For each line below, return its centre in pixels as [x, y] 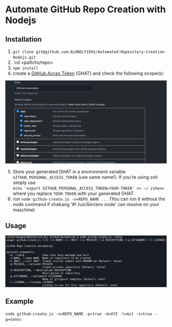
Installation [24, 39]
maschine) [24, 210]
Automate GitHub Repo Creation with [86, 9]
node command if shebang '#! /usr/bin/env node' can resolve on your [86, 204]
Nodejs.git [24, 57]
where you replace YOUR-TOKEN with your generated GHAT [73, 193]
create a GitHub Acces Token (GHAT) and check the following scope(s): [89, 73]
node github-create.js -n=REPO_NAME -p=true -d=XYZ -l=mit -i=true [79, 314]
